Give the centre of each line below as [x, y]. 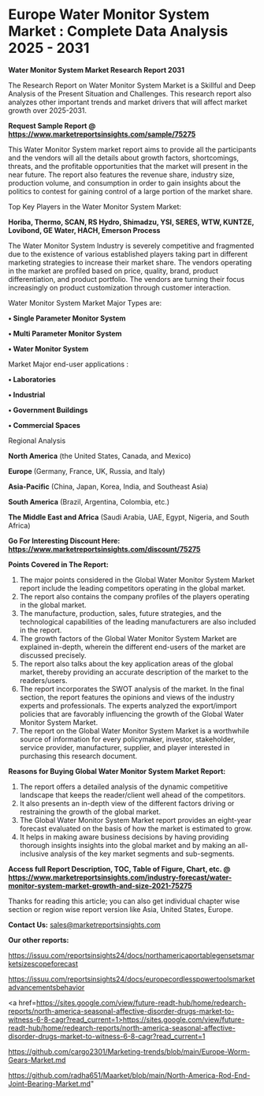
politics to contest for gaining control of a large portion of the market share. [130, 191]
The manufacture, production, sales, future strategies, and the [121, 613]
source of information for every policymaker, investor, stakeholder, [127, 739]
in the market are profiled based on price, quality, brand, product [113, 271]
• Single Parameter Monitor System [67, 318]
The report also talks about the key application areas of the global [126, 663]
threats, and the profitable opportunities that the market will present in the [128, 166]
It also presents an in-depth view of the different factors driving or [127, 803]
